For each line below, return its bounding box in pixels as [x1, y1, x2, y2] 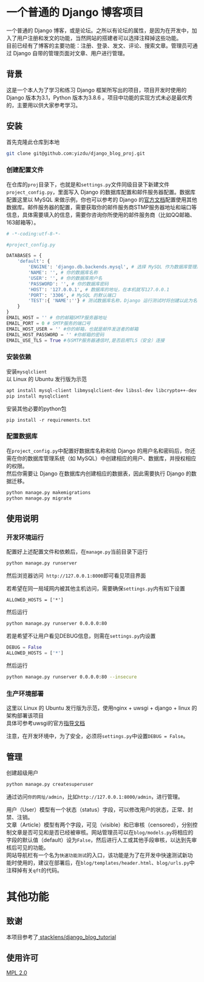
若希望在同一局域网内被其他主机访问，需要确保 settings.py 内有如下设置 [6, 585, 185, 592]
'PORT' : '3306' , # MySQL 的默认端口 [28, 292, 117, 298]
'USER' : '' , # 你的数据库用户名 [28, 275, 103, 281]
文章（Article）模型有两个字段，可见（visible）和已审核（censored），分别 [6, 821, 192, 828]
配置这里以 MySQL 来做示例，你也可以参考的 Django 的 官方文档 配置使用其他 [6, 195, 197, 203]
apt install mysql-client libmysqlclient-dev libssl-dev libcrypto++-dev [6, 387, 197, 393]
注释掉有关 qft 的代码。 [6, 866, 63, 874]
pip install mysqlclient [6, 393, 69, 399]
